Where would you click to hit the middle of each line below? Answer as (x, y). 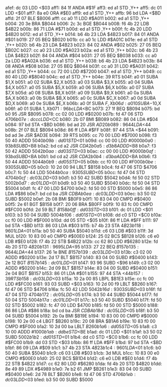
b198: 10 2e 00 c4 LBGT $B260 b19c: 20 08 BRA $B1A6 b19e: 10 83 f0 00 (81, 321)
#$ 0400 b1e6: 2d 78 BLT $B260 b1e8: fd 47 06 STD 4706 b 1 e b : (71, 374)
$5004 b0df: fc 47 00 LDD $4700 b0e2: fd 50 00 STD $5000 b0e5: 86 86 (81, 188)
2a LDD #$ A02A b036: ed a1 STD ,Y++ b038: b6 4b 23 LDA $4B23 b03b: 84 (84, 61)
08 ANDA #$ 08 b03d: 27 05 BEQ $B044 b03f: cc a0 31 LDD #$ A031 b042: (82, 66)
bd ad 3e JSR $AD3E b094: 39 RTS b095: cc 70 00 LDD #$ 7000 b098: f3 (81, 135)
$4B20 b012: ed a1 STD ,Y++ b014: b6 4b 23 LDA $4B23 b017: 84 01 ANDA (82, 34)
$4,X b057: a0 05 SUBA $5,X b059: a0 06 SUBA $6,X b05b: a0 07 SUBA (80, 87)
